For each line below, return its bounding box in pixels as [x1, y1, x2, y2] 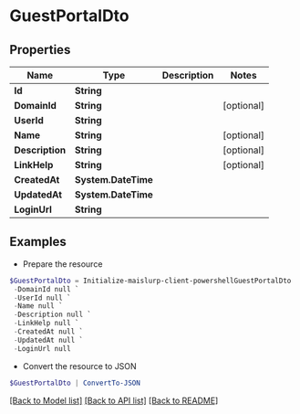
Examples [9, 234, 67, 249]
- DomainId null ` [13, 284, 79, 293]
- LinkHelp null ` [13, 319, 79, 328]
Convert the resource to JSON [22, 360, 137, 371]
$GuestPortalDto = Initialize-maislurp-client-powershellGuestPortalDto [9, 276, 292, 285]
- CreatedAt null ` [13, 327, 84, 336]
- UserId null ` [13, 293, 71, 303]
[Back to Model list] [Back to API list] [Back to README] [9, 395, 219, 406]
